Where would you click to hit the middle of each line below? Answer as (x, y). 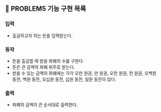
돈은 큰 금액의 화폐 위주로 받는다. (43, 67)
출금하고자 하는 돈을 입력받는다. (42, 35)
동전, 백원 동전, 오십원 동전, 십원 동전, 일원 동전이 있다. (64, 79)
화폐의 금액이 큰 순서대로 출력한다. (45, 105)
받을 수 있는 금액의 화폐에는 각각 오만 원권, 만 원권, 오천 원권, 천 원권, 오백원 (84, 73)
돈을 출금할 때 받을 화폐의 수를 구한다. (48, 61)
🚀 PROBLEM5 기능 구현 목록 (46, 9)
